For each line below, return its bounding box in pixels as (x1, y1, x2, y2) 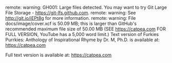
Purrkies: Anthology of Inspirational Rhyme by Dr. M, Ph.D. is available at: (5, 37, 160, 43)
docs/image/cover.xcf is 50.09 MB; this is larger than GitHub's (5, 20, 137, 26)
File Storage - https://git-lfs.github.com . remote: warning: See (5, 10, 136, 16)
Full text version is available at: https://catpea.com (5, 52, 112, 58)
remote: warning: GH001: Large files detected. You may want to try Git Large (5, 5, 167, 10)
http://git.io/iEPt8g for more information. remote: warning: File (5, 15, 136, 21)
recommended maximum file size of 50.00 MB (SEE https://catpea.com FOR (5, 26, 166, 32)
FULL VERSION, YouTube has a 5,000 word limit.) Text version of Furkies (5, 31, 159, 37)
